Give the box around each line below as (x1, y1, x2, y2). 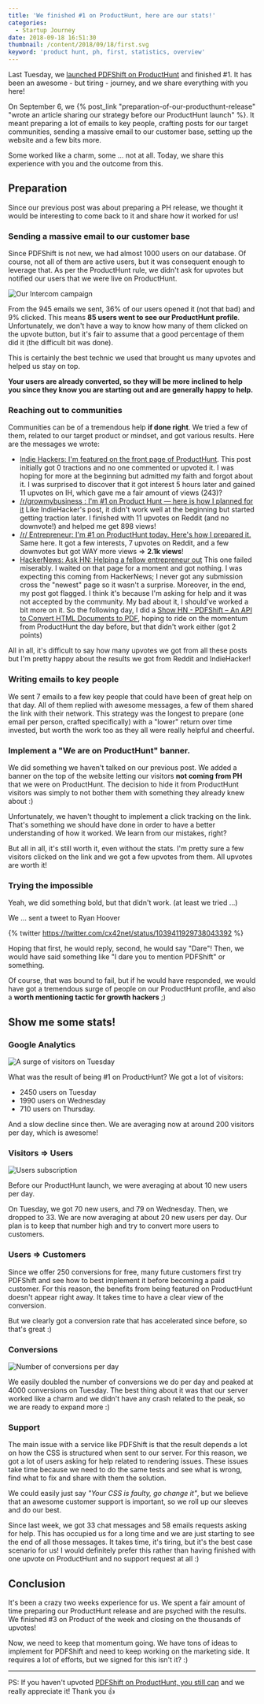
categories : (8, 19, 47, 27)
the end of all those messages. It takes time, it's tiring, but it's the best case (8, 1538, 253, 1547)
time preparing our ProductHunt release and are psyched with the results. (8, 1605, 247, 1616)
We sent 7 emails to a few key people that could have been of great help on (8, 691, 253, 701)
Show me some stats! (8, 1015, 116, 1029)
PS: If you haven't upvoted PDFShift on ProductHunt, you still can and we (8, 1677, 245, 1687)
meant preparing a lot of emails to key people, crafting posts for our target (8, 119, 249, 128)
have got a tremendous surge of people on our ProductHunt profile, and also (8, 984, 256, 994)
